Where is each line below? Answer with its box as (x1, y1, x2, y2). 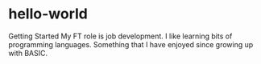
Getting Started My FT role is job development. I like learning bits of (8, 31, 233, 41)
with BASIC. (8, 48, 48, 58)
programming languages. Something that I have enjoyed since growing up (8, 39, 254, 49)
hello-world (8, 5, 89, 23)
